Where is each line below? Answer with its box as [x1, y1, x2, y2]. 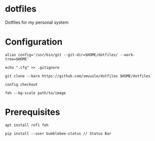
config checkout [5, 82, 38, 87]
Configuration [5, 36, 63, 47]
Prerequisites [5, 107, 61, 118]
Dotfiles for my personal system [5, 19, 69, 25]
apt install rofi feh [5, 123, 49, 127]
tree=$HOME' [5, 57, 29, 62]
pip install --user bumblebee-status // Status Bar [5, 131, 111, 136]
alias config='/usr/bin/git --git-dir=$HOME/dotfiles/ [5, 52, 118, 57]
